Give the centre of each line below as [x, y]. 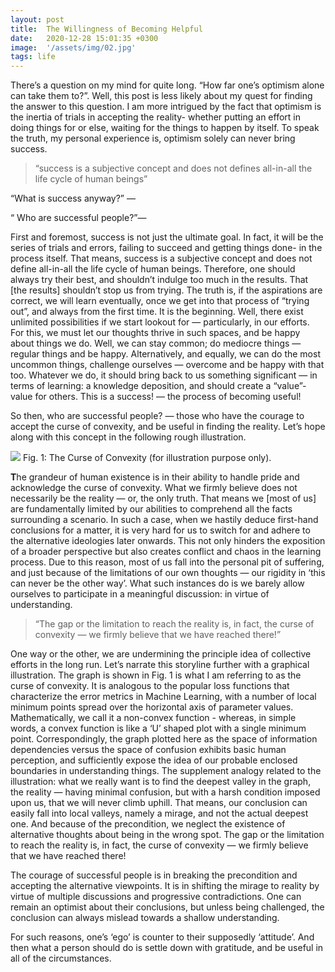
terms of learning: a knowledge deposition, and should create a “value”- [158, 386]
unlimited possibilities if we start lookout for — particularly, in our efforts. [160, 322]
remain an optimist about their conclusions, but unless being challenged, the [167, 907]
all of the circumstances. [61, 958]
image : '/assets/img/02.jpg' [73, 47]
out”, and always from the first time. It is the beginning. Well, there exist [157, 312]
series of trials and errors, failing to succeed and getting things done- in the [166, 248]
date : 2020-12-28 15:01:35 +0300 [84, 38]
